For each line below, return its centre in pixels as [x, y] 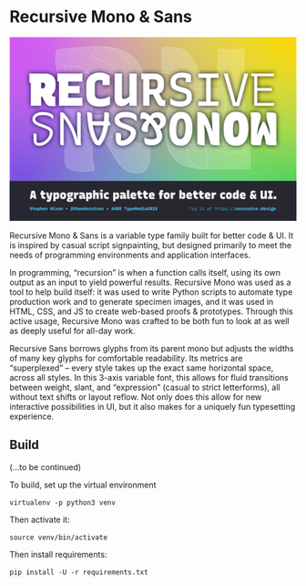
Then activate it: [40, 519]
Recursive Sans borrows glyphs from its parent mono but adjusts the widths [152, 348]
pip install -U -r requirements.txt [79, 572]
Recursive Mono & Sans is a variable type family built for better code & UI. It [152, 235]
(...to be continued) [46, 466]
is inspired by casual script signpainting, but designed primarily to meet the [151, 245]
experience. [32, 416]
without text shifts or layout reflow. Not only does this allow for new [136, 397]
